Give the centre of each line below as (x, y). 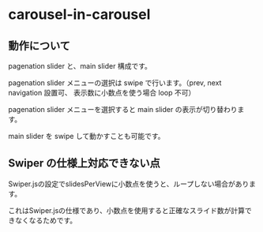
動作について (39, 45)
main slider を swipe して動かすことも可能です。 (86, 136)
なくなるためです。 (46, 220)
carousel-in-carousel (79, 15)
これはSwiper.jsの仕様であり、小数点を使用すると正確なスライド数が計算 (127, 210)
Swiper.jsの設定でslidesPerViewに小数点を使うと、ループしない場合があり (129, 184)
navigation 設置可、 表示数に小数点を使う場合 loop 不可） (102, 93)
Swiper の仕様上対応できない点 (84, 163)
